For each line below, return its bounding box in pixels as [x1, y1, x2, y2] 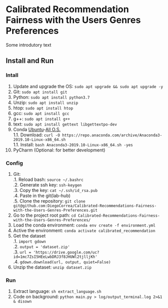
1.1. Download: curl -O [13, 132, 60, 138]
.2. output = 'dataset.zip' [13, 243, 70, 249]
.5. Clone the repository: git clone [13, 198, 86, 204]
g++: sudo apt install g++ [13, 115, 71, 122]
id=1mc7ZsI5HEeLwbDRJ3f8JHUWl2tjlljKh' [13, 254, 98, 259]
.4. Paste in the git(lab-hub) [13, 192, 71, 199]
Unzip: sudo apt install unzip [13, 99, 78, 105]
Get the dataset [13, 233, 46, 239]
